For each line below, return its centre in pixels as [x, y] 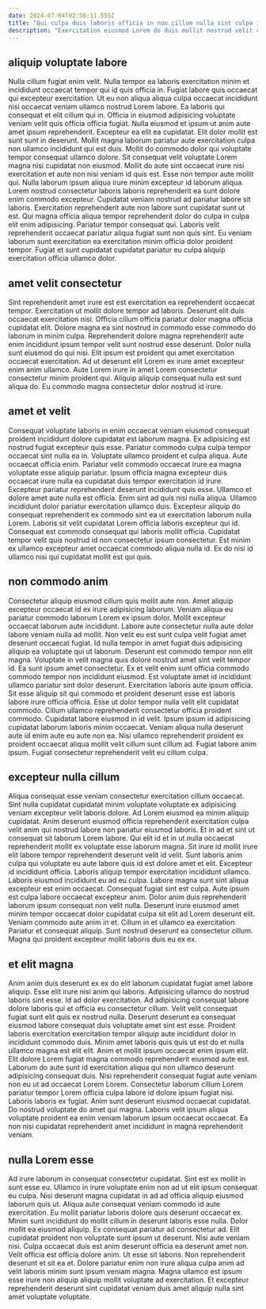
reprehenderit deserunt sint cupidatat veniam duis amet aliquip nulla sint [126, 1288]
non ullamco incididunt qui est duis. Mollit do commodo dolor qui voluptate [130, 149]
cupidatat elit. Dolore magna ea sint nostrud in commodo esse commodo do [132, 327]
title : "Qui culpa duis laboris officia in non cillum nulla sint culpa [131, 23]
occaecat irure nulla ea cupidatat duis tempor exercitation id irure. [116, 481]
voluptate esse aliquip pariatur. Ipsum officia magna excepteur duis [118, 472]
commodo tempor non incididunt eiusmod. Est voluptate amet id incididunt [130, 676]
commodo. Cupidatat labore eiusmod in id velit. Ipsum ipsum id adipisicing [129, 719]
